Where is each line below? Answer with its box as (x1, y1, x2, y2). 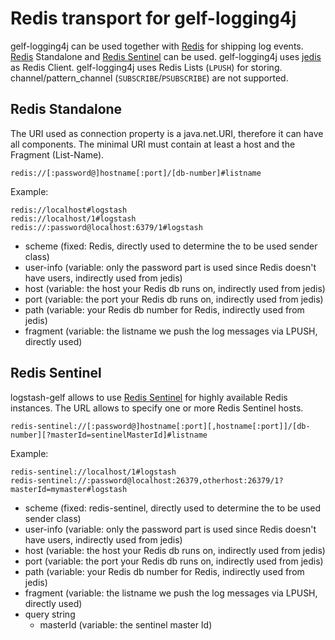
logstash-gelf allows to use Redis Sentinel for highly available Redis (10, 391, 288, 403)
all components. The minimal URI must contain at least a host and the (10, 138, 296, 150)
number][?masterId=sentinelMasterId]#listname (10, 430, 208, 440)
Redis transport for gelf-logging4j (10, 7, 297, 30)
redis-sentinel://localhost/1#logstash (10, 467, 177, 477)
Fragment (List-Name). (10, 148, 105, 161)
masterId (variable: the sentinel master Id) (39, 618, 213, 631)
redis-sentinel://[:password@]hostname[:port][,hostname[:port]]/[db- (10, 421, 311, 431)
